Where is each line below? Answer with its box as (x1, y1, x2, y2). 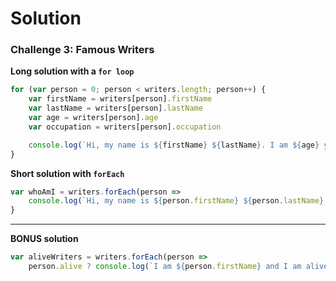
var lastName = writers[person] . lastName (28, 103, 203, 114)
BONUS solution (10, 233, 79, 245)
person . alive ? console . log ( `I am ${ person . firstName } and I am (28, 262, 302, 272)
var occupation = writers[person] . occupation (28, 122, 222, 132)
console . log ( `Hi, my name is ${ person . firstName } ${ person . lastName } (28, 196, 325, 206)
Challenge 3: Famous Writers (10, 43, 155, 57)
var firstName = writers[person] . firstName (28, 94, 213, 104)
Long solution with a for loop (10, 65, 135, 77)
